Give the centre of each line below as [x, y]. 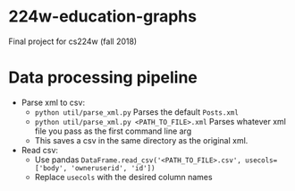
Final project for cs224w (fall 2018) [73, 41]
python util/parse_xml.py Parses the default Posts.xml [136, 112]
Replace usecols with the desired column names [123, 177]
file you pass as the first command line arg [113, 131]
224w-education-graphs [103, 17]
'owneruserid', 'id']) [113, 168]
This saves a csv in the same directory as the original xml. [141, 140]
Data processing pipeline [103, 78]
